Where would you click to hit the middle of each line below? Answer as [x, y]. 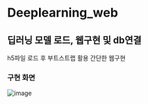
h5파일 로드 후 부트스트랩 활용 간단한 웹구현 [67, 58]
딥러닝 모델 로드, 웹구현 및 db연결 [74, 40]
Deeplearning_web [63, 13]
